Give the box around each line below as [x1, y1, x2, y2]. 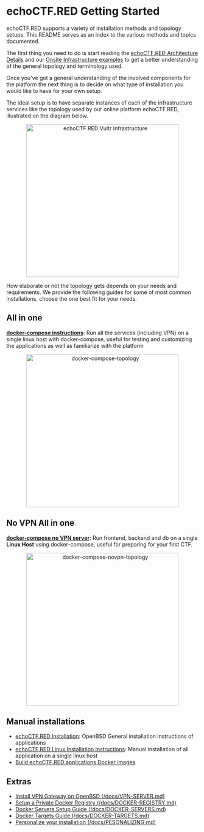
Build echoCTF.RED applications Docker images [15, 759, 136, 766]
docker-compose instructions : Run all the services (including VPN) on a [6, 329, 189, 336]
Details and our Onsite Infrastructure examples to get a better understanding [6, 56, 199, 63]
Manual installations [6, 716, 85, 727]
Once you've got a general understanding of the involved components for [6, 74, 191, 81]
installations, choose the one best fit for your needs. [6, 295, 137, 302]
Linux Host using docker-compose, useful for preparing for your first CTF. [6, 540, 193, 548]
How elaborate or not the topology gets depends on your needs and [6, 282, 177, 289]
